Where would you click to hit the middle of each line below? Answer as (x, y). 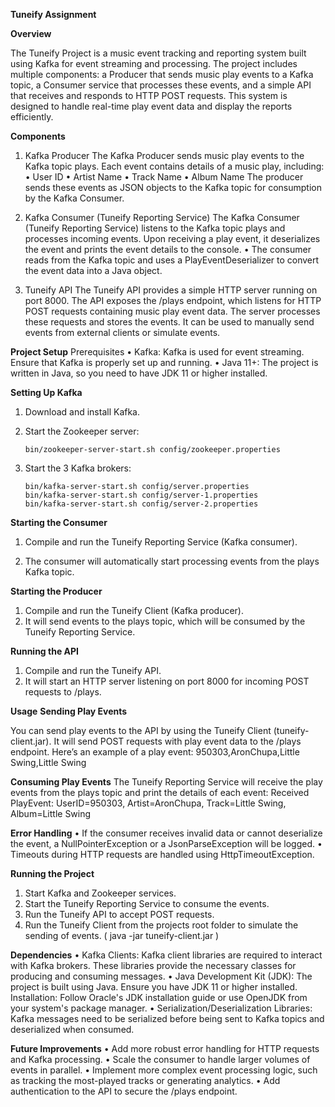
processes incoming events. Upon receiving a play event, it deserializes (172, 238)
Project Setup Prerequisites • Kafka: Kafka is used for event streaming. (157, 352)
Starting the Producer (56, 591)
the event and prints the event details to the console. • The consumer (168, 249)
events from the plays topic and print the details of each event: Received (160, 792)
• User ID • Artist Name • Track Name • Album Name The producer (164, 177)
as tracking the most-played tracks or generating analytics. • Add (145, 1080)
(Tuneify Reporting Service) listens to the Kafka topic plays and (155, 228)
